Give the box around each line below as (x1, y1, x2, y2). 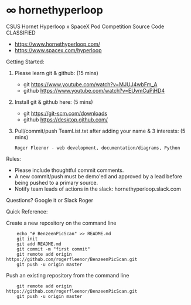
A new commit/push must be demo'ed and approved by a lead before (14, 172, 183, 179)
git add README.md (16, 241, 62, 247)
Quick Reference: (6, 208, 48, 215)
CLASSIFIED (6, 29, 36, 36)
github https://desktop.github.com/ (23, 116, 108, 123)
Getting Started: (6, 58, 45, 65)
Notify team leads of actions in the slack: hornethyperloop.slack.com (14, 185, 182, 192)
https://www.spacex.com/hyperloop (14, 46, 102, 53)
